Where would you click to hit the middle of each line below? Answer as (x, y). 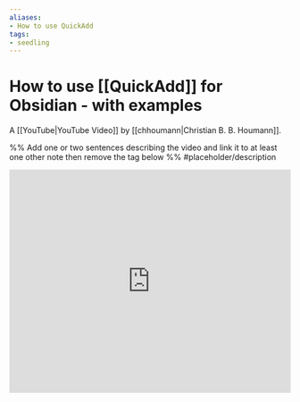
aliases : (25, 17)
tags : (19, 34)
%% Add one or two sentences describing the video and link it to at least (143, 147)
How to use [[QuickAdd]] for (116, 87)
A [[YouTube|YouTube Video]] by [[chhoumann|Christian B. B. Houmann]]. (146, 130)
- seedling (29, 42)
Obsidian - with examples (106, 106)
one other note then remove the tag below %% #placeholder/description (143, 157)
